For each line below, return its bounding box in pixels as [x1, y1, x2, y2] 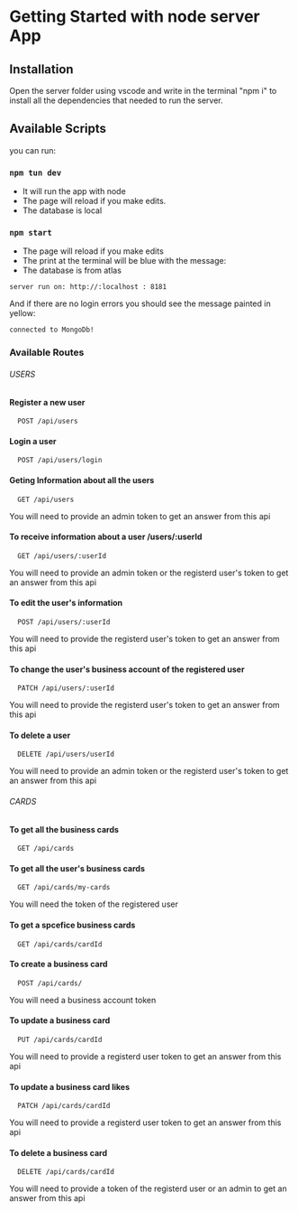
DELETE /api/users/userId [17, 750, 115, 759]
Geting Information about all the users [9, 474, 155, 485]
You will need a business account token [9, 994, 157, 1005]
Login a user [9, 435, 57, 446]
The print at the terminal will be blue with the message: [22, 256, 227, 266]
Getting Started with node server [9, 6, 261, 27]
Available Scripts [9, 121, 106, 136]
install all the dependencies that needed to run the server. [9, 95, 223, 106]
